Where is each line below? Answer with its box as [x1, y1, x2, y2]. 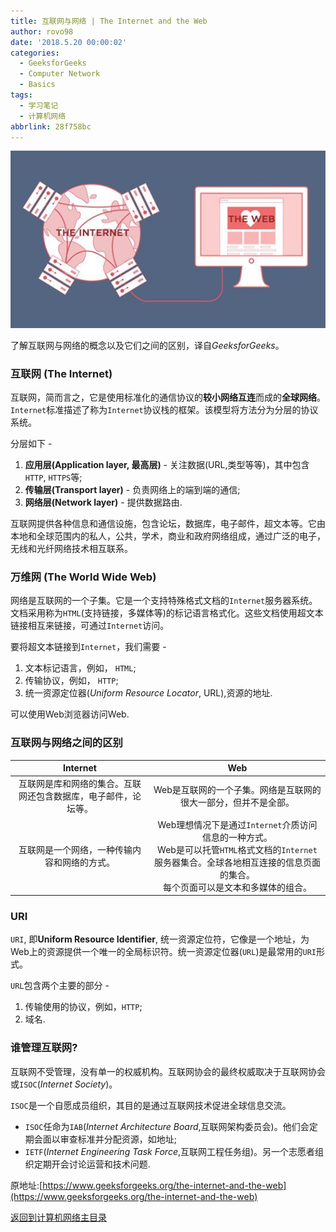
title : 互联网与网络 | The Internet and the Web [10, 16, 208, 26]
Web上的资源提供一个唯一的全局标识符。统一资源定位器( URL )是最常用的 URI [10, 946, 317, 958]
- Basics [19, 80, 56, 90]
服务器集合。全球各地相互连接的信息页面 [153, 856, 321, 868]
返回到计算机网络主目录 [10, 1211, 107, 1223]
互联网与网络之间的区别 [10, 736, 123, 750]
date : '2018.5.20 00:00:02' [10, 37, 128, 47]
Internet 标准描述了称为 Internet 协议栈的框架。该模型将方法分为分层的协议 [10, 404, 319, 416]
